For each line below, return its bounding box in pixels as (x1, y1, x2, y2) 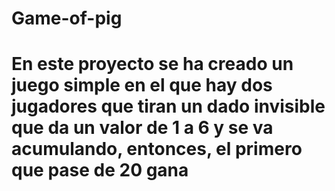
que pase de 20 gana (11, 159, 189, 182)
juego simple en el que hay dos (11, 74, 273, 97)
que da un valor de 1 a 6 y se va (11, 117, 274, 139)
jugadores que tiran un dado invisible (11, 95, 326, 118)
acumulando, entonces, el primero (11, 138, 303, 161)
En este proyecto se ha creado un (11, 53, 294, 76)
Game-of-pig (11, 7, 123, 30)
